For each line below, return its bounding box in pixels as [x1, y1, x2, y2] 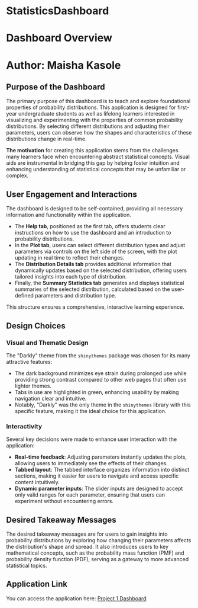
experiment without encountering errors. [14, 498, 114, 505]
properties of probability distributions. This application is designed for [6, 104, 176, 111]
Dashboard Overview [6, 31, 112, 45]
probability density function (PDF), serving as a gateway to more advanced [6, 555, 189, 562]
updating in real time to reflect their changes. [14, 254, 125, 261]
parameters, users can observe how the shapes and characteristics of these [6, 129, 192, 136]
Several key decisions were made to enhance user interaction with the [6, 436, 177, 443]
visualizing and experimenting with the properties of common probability [6, 117, 183, 124]
